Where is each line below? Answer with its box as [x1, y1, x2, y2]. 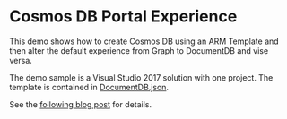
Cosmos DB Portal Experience [9, 6, 238, 27]
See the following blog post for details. [9, 98, 152, 109]
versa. [9, 55, 33, 65]
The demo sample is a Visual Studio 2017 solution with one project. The [9, 72, 274, 82]
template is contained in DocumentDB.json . [9, 81, 169, 92]
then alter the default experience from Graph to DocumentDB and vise [9, 45, 269, 55]
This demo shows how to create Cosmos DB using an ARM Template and [9, 36, 280, 47]
